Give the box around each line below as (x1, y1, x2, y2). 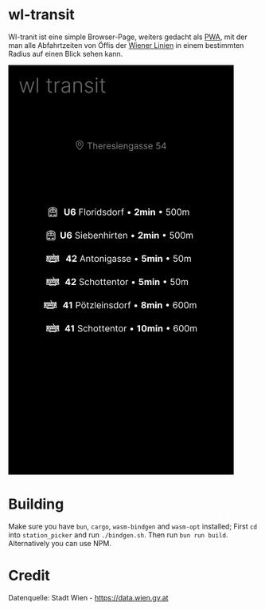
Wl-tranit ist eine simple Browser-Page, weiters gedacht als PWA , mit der (8, 32, 248, 42)
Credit (8, 567, 50, 584)
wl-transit (8, 6, 75, 24)
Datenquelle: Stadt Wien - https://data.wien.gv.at (8, 592, 169, 602)
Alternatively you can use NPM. (8, 538, 111, 548)
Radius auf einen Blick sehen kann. (8, 49, 123, 58)
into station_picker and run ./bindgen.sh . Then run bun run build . (8, 529, 228, 540)
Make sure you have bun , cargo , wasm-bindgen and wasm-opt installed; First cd (8, 521, 257, 531)
